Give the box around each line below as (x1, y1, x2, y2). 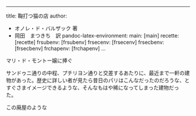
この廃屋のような (6, 104, 47, 111)
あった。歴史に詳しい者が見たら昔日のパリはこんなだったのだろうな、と (16, 77, 190, 84)
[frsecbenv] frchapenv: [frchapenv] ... (14, 45, 106, 52)
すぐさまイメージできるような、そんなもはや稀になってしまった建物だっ (6, 84, 180, 91)
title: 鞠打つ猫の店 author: (6, 12, 67, 19)
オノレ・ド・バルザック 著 (14, 25, 78, 32)
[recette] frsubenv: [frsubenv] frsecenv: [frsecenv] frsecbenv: (14, 39, 164, 46)
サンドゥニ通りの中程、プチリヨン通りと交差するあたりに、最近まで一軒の (6, 70, 185, 76)
